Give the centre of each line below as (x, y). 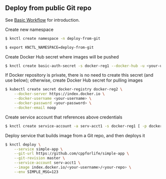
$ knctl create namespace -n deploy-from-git (53, 38)
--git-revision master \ (40, 158)
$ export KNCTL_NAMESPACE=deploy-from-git (49, 47)
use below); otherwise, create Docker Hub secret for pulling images (74, 80)
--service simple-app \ (39, 149)
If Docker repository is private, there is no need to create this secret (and (79, 75)
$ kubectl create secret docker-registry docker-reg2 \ (64, 89)
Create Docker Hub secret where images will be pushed (62, 57)
